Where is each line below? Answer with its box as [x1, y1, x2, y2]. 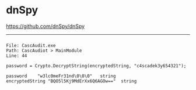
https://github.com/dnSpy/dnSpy [6, 23, 85, 30]
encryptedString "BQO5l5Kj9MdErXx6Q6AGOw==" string [6, 78, 137, 84]
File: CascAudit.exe [6, 42, 57, 48]
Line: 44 [6, 53, 27, 59]
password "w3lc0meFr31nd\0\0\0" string [6, 73, 116, 79]
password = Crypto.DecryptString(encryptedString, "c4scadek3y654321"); [6, 63, 187, 69]
